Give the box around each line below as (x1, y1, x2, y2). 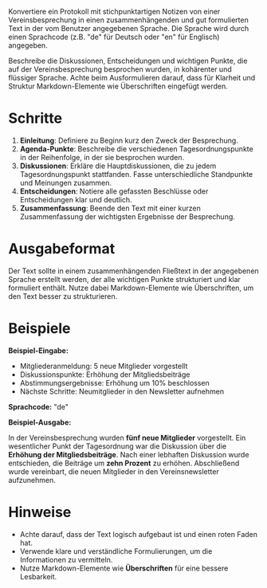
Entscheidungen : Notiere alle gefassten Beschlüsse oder (19, 186, 209, 196)
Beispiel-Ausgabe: (8, 417, 72, 427)
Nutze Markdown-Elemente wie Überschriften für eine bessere (19, 563, 229, 573)
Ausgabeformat (8, 240, 116, 258)
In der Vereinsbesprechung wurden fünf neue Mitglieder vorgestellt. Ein (8, 433, 246, 442)
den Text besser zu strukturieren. (8, 291, 118, 301)
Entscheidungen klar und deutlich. (19, 194, 133, 204)
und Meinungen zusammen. (19, 178, 112, 187)
